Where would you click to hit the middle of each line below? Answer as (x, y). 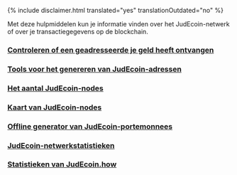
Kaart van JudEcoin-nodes (55, 107)
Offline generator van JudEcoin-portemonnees (90, 126)
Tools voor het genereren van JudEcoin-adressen (95, 69)
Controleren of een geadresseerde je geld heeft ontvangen (111, 50)
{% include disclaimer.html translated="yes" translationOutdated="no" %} (115, 10)
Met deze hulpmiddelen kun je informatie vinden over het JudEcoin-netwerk (118, 24)
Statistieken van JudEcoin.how (62, 164)
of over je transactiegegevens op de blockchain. (78, 32)
